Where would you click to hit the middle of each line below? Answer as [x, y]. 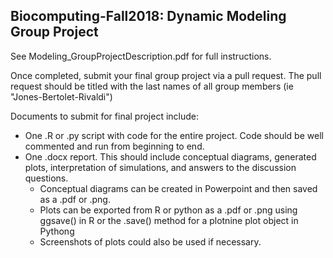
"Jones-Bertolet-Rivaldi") [61, 96]
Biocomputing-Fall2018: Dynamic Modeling [148, 16]
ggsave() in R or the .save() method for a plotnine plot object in [169, 220]
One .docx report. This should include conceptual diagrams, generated [170, 156]
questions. [46, 178]
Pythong [57, 231]
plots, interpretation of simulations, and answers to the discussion [160, 167]
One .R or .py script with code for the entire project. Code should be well [174, 135]
